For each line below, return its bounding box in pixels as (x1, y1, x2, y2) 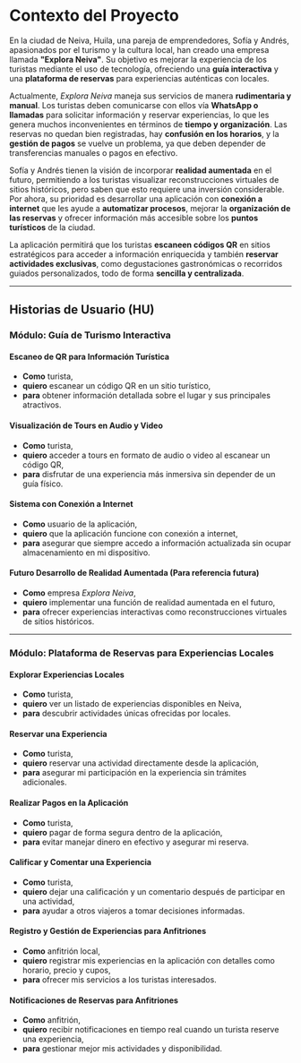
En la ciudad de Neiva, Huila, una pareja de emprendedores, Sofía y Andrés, (9, 35, 289, 46)
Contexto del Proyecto (9, 5, 179, 26)
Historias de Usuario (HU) (9, 302, 155, 318)
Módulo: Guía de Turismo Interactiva (9, 329, 172, 341)
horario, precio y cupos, (21, 964, 111, 975)
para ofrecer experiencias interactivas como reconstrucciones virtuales (21, 606, 288, 618)
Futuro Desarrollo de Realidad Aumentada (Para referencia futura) (9, 568, 260, 579)
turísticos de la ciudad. (9, 221, 96, 233)
